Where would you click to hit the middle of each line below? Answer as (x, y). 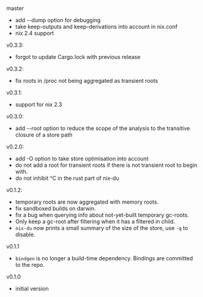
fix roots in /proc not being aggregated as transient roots (87, 81)
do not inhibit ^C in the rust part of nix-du (67, 178)
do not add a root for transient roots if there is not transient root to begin (106, 165)
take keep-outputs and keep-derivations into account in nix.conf (96, 27)
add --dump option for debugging (58, 20)
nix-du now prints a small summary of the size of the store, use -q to (102, 228)
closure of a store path (44, 135)
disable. (25, 234)
